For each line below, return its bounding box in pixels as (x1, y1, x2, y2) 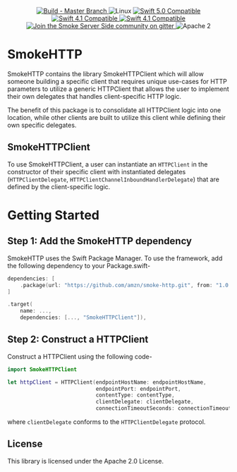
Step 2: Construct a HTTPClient (7, 334, 149, 346)
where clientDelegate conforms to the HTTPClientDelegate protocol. (7, 418, 206, 426)
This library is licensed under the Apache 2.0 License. (7, 456, 164, 465)
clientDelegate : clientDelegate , (95, 399, 194, 406)
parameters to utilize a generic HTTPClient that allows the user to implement (7, 85, 229, 93)
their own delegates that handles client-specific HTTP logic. (7, 92, 182, 100)
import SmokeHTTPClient (7, 365, 78, 373)
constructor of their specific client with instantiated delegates (7, 167, 186, 176)
